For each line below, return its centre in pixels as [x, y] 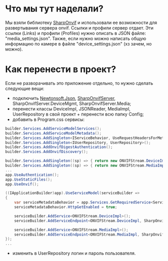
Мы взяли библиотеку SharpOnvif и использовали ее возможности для [81, 22]
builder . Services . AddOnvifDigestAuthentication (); [59, 147]
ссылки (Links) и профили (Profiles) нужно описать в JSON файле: [75, 33]
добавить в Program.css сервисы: [48, 119]
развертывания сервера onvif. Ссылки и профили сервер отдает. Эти [79, 27]
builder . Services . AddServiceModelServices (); [53, 128]
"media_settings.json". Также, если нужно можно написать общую [76, 38]
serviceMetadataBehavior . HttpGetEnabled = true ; [66, 207]
